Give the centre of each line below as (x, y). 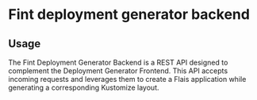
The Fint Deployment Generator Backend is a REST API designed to (118, 62)
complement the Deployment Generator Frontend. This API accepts (118, 71)
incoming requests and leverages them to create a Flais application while (127, 79)
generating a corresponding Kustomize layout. (84, 87)
